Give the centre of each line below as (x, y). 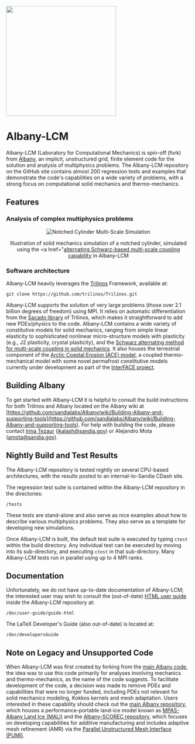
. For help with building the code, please (127, 425)
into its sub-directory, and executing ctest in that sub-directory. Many (90, 551)
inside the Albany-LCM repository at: (50, 602)
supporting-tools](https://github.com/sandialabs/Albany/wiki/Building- (91, 418)
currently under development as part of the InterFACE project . (81, 367)
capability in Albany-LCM (98, 255)
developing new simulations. (40, 527)
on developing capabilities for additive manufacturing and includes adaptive (97, 723)
